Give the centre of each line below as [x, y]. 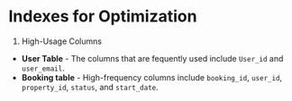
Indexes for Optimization [103, 17]
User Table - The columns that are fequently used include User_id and [152, 58]
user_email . [43, 68]
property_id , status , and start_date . [90, 87]
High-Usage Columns [62, 41]
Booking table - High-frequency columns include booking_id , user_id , [152, 77]
